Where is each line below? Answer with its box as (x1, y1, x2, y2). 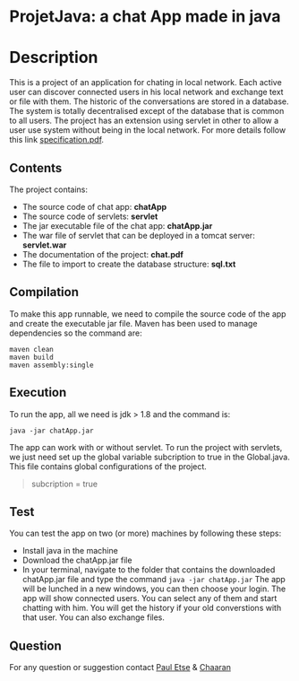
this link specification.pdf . (9, 135, 105, 145)
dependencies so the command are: (9, 327, 142, 338)
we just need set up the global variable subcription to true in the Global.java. (9, 451, 291, 462)
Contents (9, 160, 63, 176)
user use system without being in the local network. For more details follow (9, 125, 286, 135)
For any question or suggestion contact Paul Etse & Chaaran (9, 662, 231, 673)
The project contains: (9, 184, 88, 195)
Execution (9, 385, 67, 400)
